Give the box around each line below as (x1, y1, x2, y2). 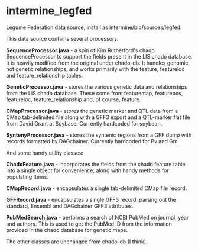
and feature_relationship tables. (6, 72, 83, 79)
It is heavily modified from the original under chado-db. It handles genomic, (6, 59, 190, 66)
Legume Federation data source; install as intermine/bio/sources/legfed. (6, 24, 182, 31)
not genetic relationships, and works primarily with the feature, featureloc (6, 65, 185, 72)
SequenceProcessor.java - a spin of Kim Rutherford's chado (6, 46, 155, 54)
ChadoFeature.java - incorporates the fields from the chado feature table (6, 160, 186, 168)
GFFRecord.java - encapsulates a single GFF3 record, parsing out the (6, 196, 176, 203)
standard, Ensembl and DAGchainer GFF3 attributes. (6, 202, 134, 210)
